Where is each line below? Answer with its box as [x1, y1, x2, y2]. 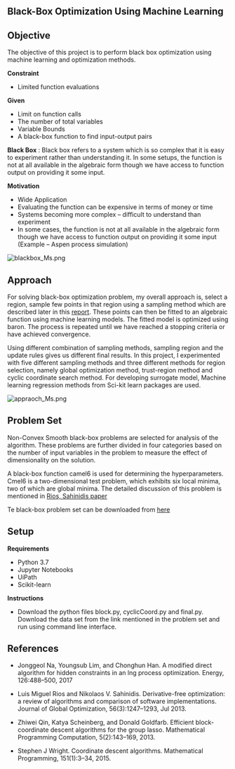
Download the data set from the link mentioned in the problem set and [17, 615, 220, 623]
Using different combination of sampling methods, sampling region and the [7, 344, 224, 352]
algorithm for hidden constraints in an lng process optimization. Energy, [17, 669, 224, 677]
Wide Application [17, 196, 67, 204]
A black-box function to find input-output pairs [17, 133, 152, 141]
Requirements [7, 544, 50, 553]
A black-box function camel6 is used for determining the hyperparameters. [7, 469, 224, 478]
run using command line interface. [17, 622, 117, 631]
